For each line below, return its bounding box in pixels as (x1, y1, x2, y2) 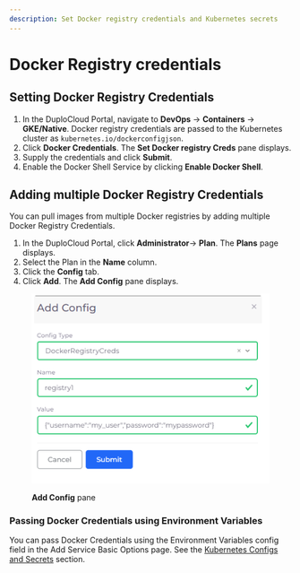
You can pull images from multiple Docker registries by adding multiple (9, 211, 270, 221)
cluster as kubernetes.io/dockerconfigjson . (21, 133, 184, 143)
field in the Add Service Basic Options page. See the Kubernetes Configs (9, 544, 279, 555)
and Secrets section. (9, 554, 85, 564)
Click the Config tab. (21, 266, 100, 277)
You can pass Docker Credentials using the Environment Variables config (9, 534, 279, 545)
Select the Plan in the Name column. (21, 256, 158, 268)
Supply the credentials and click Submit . (21, 152, 173, 162)
